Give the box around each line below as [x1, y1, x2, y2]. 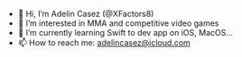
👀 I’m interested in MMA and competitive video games [17, 18, 219, 28]
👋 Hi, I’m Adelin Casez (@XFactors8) [17, 9, 154, 19]
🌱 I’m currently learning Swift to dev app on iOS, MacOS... [17, 28, 233, 37]
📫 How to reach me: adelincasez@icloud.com [17, 37, 191, 48]
